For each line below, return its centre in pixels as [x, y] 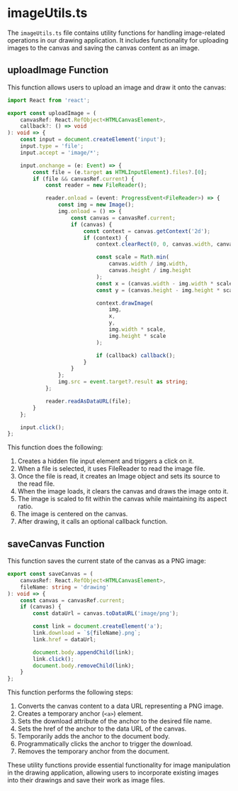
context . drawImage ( [125, 303]
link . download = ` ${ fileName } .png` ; [87, 633]
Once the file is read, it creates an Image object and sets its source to [119, 476]
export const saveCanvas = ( [50, 574]
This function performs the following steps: [70, 692]
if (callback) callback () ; [136, 355]
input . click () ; [42, 427]
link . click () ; [53, 659]
